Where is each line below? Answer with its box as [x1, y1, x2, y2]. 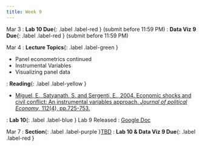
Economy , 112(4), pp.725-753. [15, 104, 90, 112]
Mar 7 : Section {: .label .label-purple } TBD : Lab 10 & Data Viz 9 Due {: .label [6, 128, 196, 135]
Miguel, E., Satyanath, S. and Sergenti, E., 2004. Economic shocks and [15, 91, 192, 99]
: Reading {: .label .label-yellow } [6, 80, 87, 87]
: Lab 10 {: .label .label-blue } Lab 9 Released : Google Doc [6, 116, 151, 123]
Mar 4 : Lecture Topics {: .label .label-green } [6, 44, 118, 51]
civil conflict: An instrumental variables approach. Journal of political [15, 98, 187, 105]
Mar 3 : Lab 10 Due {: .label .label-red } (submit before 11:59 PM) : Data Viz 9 [6, 25, 197, 33]
